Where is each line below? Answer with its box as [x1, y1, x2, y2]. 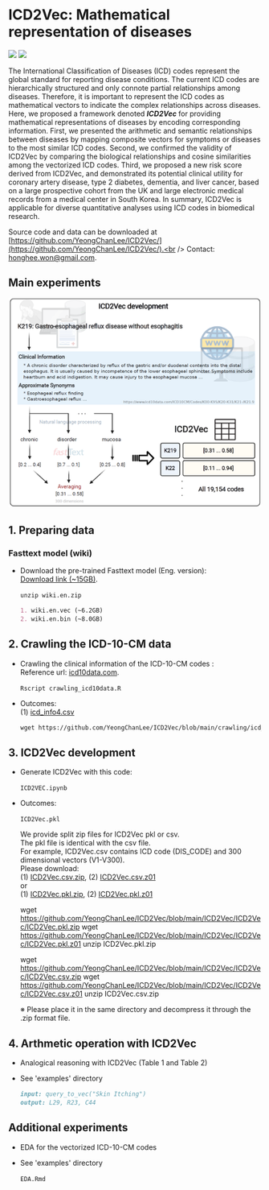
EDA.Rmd [19, 1175, 46, 1183]
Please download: [19, 864, 79, 874]
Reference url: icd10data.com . [19, 667, 120, 677]
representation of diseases [8, 23, 193, 41]
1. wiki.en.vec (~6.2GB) [19, 606, 104, 615]
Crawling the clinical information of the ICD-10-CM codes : [19, 659, 214, 668]
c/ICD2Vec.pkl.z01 [19, 940, 82, 949]
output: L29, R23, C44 [19, 1099, 96, 1107]
